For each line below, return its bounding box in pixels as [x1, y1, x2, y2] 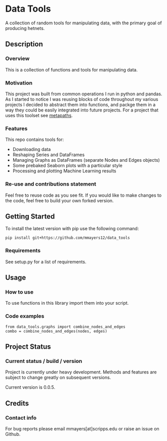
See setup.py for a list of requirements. [5, 259, 87, 265]
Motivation [5, 79, 33, 86]
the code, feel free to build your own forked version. [5, 197, 114, 203]
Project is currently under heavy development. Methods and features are [5, 369, 157, 375]
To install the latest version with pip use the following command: [5, 226, 139, 232]
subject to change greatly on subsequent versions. [5, 375, 111, 381]
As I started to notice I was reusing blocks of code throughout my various [5, 96, 158, 102]
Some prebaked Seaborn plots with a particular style [12, 163, 122, 169]
